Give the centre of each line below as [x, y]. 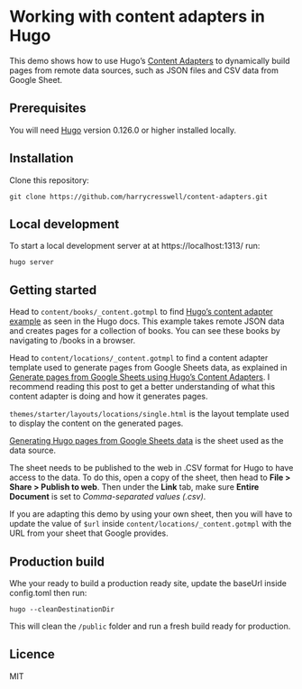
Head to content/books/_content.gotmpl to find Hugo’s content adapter [141, 312]
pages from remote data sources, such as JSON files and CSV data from [144, 70]
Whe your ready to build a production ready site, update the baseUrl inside [148, 583]
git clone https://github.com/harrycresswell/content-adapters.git [139, 197]
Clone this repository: [50, 180]
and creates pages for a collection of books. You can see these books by [145, 331]
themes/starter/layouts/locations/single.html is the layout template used [150, 414]
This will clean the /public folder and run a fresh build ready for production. [150, 626]
